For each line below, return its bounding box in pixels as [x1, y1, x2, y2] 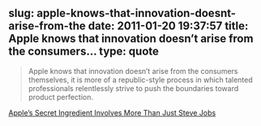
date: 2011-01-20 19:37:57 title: [88, 20, 249, 33]
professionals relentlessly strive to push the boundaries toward [28, 83, 239, 93]
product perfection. [28, 92, 93, 102]
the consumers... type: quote [8, 45, 160, 59]
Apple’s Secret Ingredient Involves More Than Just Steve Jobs [8, 107, 216, 117]
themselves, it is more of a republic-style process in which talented [28, 75, 253, 85]
